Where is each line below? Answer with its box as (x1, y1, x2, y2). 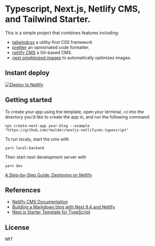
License (5, 223, 30, 231)
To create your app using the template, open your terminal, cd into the (5, 108, 144, 115)
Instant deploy (5, 69, 50, 77)
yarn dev (5, 163, 23, 168)
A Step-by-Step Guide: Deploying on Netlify (5, 172, 93, 178)
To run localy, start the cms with (5, 136, 69, 142)
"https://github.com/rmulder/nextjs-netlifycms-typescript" (5, 127, 129, 132)
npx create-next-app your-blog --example (5, 123, 90, 128)
